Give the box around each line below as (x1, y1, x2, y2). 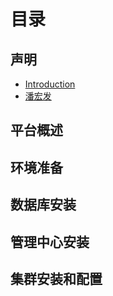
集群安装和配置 (10, 270, 103, 287)
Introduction (24, 78, 76, 90)
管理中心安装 (10, 233, 90, 250)
